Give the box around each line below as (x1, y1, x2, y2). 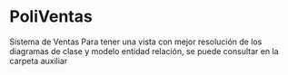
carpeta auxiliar (9, 55, 68, 66)
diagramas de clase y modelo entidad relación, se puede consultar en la (9, 45, 279, 56)
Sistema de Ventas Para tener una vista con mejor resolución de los (9, 36, 263, 47)
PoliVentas (9, 6, 93, 27)
